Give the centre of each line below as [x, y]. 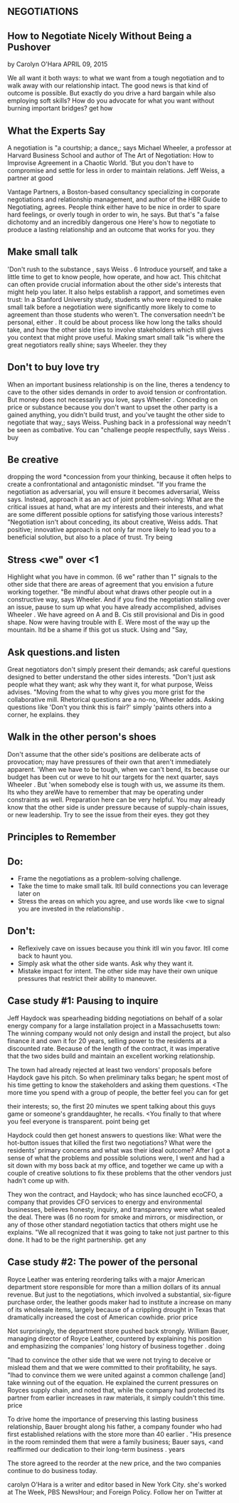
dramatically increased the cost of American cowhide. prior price [102, 1317]
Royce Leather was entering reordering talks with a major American [106, 1279]
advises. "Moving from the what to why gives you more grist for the [106, 692]
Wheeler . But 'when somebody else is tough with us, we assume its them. [116, 784]
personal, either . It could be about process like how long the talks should [115, 322]
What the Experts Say [57, 131]
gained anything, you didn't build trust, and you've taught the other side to [116, 414]
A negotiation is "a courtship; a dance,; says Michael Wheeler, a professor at [119, 148]
